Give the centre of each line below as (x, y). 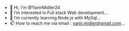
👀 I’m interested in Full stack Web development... (59, 13)
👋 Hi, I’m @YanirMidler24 (35, 8)
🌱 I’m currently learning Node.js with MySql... (55, 18)
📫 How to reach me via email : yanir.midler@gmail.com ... (67, 23)
